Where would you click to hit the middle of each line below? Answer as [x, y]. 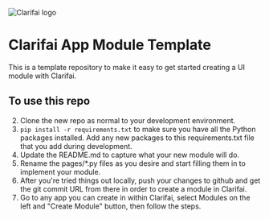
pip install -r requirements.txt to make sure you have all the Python [138, 129]
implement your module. [60, 171]
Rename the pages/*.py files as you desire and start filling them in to [133, 163]
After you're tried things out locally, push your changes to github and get [140, 180]
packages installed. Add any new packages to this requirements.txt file [137, 138]
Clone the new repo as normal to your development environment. [128, 120]
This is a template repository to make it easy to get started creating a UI [126, 67]
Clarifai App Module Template [110, 45]
